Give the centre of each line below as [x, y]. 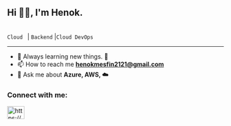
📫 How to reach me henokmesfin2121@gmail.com [90, 64]
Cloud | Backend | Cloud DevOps [51, 36]
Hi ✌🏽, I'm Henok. [45, 13]
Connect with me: [37, 95]
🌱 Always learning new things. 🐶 [63, 56]
